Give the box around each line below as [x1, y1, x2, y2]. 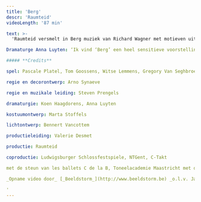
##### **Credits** [6, 58, 52, 64]
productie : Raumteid [6, 144, 58, 150]
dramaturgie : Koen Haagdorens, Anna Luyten [6, 101, 117, 107]
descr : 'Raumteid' [6, 14, 52, 20]
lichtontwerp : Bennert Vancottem [6, 122, 90, 128]
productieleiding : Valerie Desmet [6, 133, 93, 139]
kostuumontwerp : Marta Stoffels [6, 111, 87, 117]
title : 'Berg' [6, 8, 42, 15]
